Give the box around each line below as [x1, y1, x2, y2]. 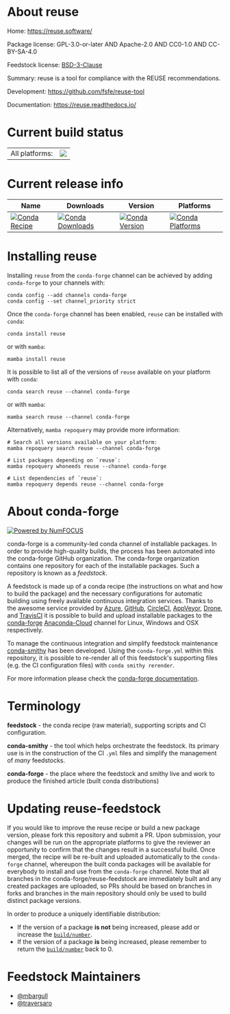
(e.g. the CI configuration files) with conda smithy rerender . [7, 661, 175, 669]
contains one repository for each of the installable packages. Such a [7, 561, 200, 569]
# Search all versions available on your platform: [7, 438, 157, 446]
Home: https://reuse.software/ [7, 27, 92, 35]
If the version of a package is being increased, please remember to [16, 937, 207, 945]
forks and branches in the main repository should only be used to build [7, 889, 207, 897]
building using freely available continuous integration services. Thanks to [7, 596, 214, 604]
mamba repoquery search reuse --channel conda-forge [7, 445, 161, 451]
